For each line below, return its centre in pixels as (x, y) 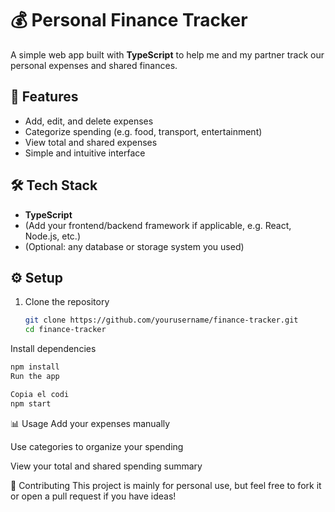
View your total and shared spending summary (106, 466)
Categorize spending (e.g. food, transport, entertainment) (143, 131)
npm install (35, 367)
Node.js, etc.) (53, 236)
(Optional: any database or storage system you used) (134, 246)
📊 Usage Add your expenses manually (90, 423)
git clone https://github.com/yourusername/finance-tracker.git (161, 320)
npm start (31, 403)
